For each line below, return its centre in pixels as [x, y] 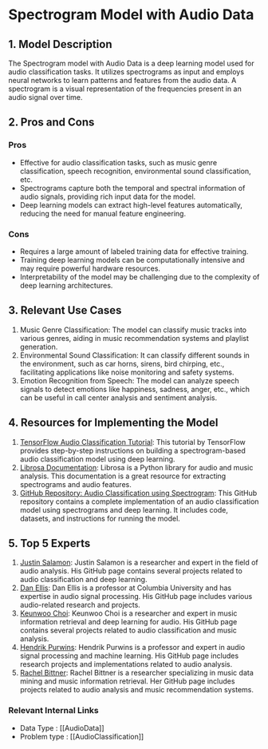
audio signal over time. [45, 97]
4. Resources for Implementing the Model [113, 423]
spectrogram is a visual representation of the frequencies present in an [125, 89]
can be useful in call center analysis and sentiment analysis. [118, 398]
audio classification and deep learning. [83, 580]
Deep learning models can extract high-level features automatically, [131, 204]
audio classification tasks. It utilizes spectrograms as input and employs [126, 72]
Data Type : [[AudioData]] [62, 727]
